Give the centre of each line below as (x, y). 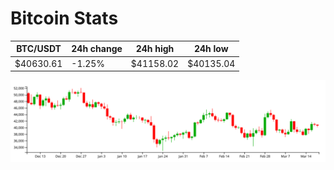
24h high (155, 49)
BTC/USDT (39, 49)
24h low (211, 49)
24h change (97, 49)
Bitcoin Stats (64, 18)
